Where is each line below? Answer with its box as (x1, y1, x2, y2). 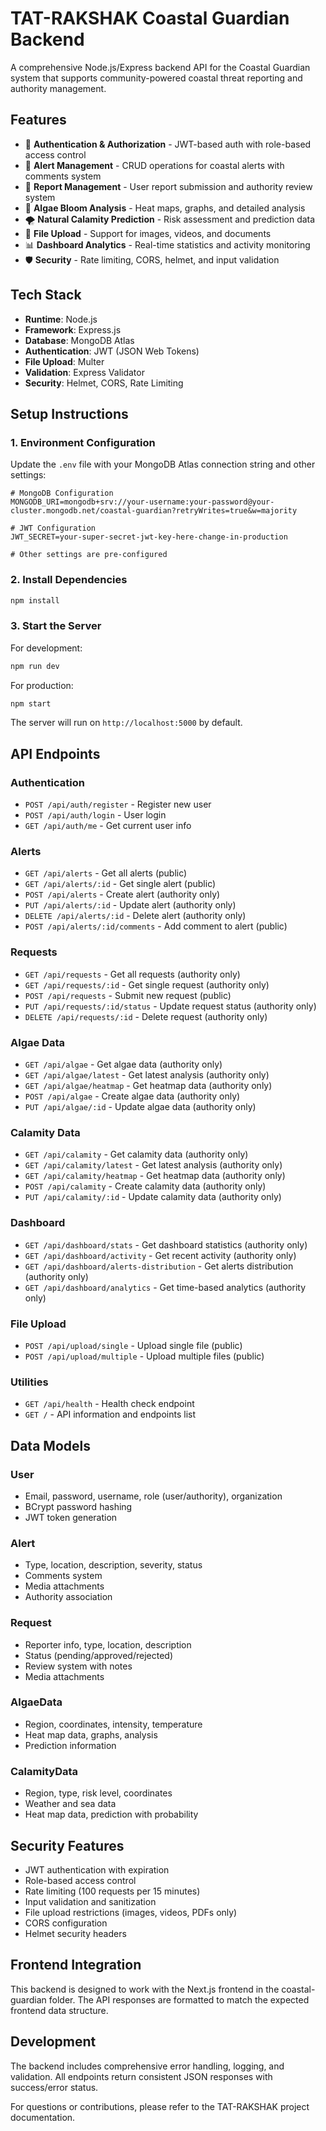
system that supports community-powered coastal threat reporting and (10, 72, 303, 84)
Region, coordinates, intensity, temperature (24, 1718, 203, 1730)
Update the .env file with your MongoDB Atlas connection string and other (10, 458, 316, 471)
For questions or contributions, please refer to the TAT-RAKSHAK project (10, 2100, 310, 2112)
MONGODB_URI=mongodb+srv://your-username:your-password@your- (10, 497, 275, 507)
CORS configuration (24, 1917, 108, 1929)
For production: (10, 679, 74, 691)
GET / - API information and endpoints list (24, 1408, 197, 1421)
